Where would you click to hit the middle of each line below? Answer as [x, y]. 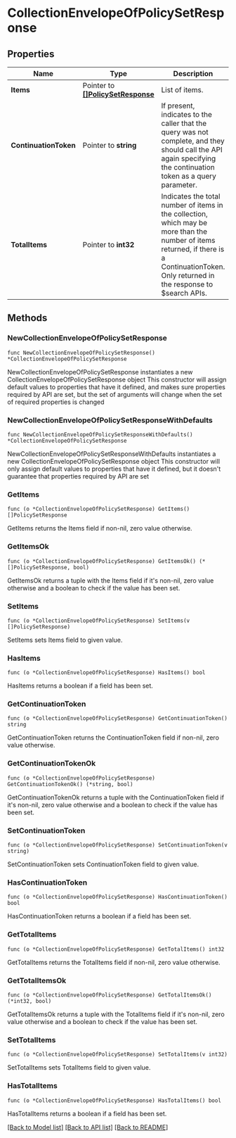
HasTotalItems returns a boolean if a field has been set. [87, 1113]
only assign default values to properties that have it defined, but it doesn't [114, 469]
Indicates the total [191, 196]
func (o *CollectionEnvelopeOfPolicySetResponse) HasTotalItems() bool [114, 1100]
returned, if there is [193, 249]
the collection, [185, 214]
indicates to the [186, 114]
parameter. [179, 185]
